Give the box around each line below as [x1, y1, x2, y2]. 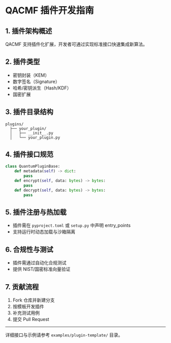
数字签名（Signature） [12, 78, 60, 84]
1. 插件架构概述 [5, 27, 52, 35]
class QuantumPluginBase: [5, 164, 60, 169]
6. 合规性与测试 [5, 245, 53, 254]
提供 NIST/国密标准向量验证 [12, 266, 71, 272]
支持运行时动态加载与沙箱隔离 [12, 228, 75, 235]
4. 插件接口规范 [5, 150, 53, 159]
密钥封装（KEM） [12, 72, 50, 78]
